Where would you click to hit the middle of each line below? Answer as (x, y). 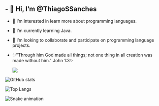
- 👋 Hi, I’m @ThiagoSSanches (51, 9)
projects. (21, 45)
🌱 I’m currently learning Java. (42, 31)
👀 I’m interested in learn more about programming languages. (74, 21)
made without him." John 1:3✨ (43, 60)
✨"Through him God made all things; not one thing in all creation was (82, 55)
